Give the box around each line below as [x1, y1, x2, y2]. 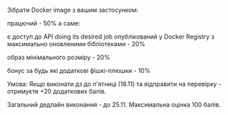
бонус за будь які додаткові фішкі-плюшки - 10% [7, 67, 151, 74]
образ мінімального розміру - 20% [7, 53, 110, 61]
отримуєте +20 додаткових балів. [7, 87, 107, 95]
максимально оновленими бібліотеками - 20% [7, 40, 146, 48]
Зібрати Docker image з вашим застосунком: [7, 6, 139, 14]
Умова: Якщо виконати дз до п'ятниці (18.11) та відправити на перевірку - [7, 80, 222, 88]
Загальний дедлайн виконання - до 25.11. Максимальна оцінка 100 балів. [7, 101, 221, 109]
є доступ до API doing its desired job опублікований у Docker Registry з [7, 32, 215, 41]
